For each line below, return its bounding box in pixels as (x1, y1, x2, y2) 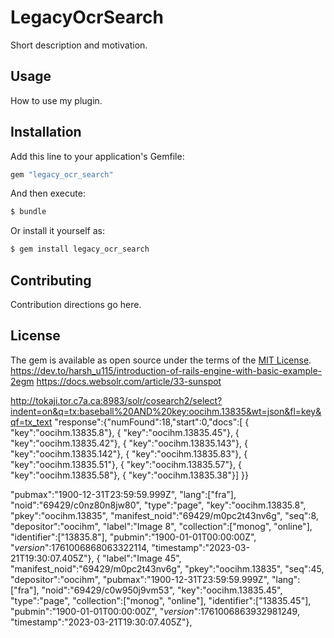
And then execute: (10, 187, 86, 200)
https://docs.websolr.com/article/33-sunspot (36, 375, 222, 387)
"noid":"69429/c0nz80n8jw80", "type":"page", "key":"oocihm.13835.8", (10, 499, 307, 511)
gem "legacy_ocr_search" (10, 169, 114, 180)
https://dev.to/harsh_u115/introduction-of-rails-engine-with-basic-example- (10, 364, 322, 376)
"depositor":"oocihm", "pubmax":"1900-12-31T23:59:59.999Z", (10, 573, 270, 585)
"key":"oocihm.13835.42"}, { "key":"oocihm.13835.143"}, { (10, 437, 248, 449)
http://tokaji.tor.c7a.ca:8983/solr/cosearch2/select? (10, 394, 223, 406)
